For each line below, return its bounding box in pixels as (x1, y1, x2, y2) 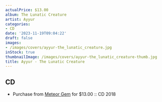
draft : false (5, 36, 33, 41)
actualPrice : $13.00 (5, 7, 49, 13)
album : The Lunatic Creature (5, 12, 67, 17)
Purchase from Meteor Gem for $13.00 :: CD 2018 (12, 91, 116, 97)
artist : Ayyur (5, 17, 35, 22)
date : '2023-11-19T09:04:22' (5, 31, 67, 36)
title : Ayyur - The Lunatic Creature (5, 59, 85, 64)
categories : (5, 21, 30, 27)
